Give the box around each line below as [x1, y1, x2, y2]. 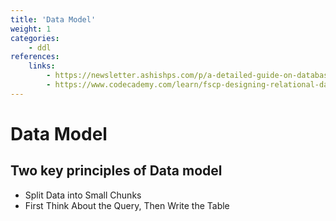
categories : [10, 33, 60, 43]
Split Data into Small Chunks [24, 189, 142, 201]
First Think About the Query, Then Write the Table [24, 199, 230, 211]
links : [28, 61, 56, 71]
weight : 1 [10, 24, 52, 34]
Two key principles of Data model [10, 162, 223, 180]
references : [10, 52, 60, 62]
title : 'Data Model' [10, 14, 97, 25]
